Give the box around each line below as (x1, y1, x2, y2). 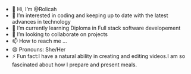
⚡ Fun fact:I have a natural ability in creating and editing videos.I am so (11, 53, 186, 59)
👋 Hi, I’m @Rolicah (11, 6, 57, 12)
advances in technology (11, 18, 71, 25)
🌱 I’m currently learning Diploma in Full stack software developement (11, 24, 181, 31)
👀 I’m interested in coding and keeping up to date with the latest (11, 12, 168, 19)
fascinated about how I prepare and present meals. (11, 61, 137, 68)
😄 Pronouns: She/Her (11, 46, 66, 53)
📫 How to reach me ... (11, 37, 67, 44)
